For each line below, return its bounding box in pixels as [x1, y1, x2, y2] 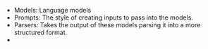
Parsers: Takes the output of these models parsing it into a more [13, 21, 201, 29]
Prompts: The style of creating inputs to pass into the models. [13, 13, 194, 22]
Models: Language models [13, 6, 92, 14]
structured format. [13, 28, 68, 36]
